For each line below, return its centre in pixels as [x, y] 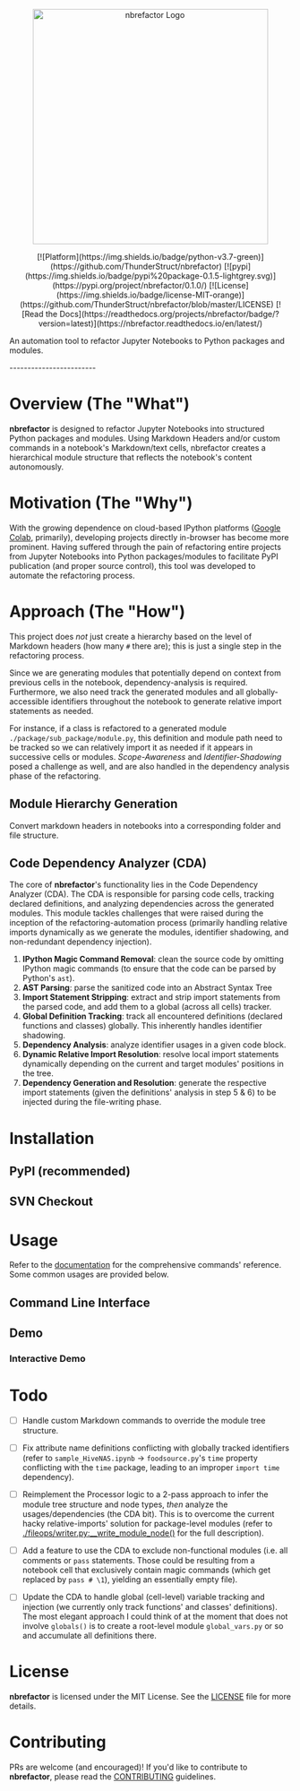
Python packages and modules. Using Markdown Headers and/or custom [145, 438]
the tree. [38, 1073]
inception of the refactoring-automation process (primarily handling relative [149, 923]
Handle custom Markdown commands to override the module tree [144, 1420]
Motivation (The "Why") [101, 503]
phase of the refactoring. [55, 776]
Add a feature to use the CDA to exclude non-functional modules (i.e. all [155, 1551]
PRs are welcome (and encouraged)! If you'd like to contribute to [129, 1767]
